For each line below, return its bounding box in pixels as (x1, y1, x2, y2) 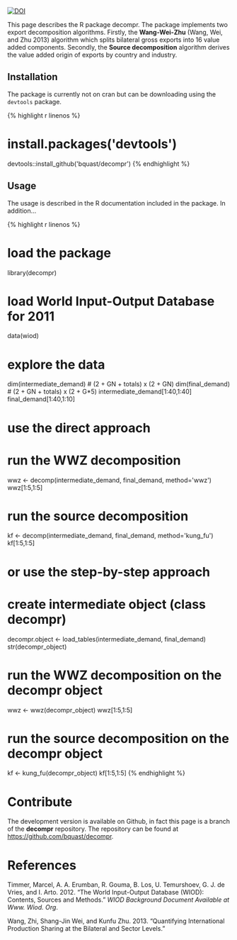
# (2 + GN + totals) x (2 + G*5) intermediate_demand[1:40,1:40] (7, 387, 192, 396)
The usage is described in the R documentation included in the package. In (7, 198, 226, 207)
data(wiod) (7, 332, 39, 340)
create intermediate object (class (7, 596, 207, 612)
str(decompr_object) (7, 642, 67, 651)
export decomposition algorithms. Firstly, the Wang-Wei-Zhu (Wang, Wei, (7, 28, 223, 36)
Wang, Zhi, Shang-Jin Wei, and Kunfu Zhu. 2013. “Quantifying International (7, 917, 225, 925)
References (7, 857, 76, 873)
